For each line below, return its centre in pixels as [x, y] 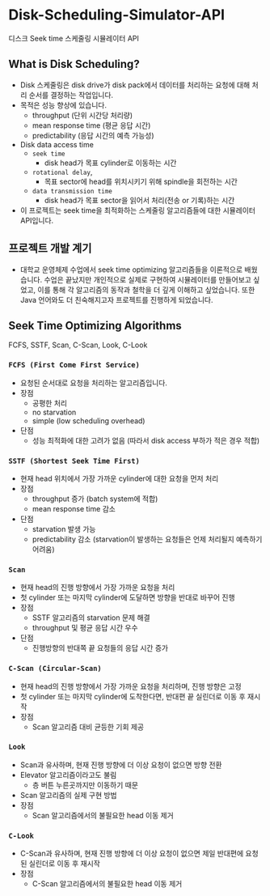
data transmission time [72, 191]
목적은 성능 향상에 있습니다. [63, 105]
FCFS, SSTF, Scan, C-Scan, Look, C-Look [78, 345]
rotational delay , [62, 172]
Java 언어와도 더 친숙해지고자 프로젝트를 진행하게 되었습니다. [116, 299]
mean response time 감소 [74, 508]
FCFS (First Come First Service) [74, 365]
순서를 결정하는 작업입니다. [71, 95]
